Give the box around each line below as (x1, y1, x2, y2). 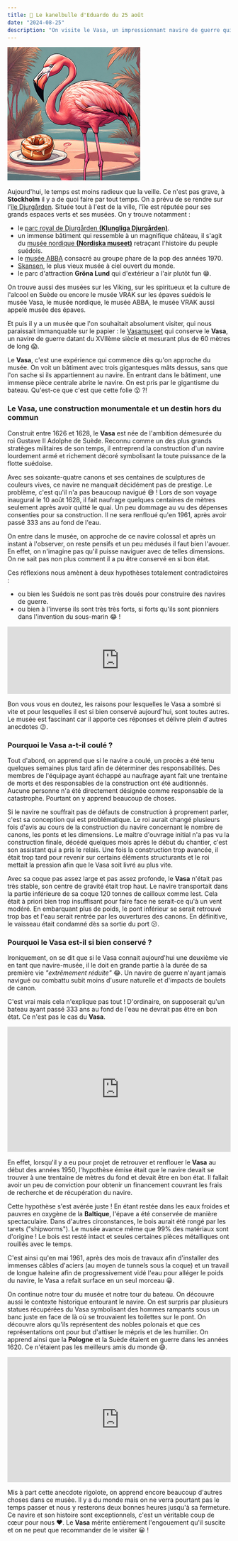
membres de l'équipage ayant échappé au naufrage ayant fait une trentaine (7, 771, 228, 779)
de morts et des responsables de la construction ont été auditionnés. (7, 779, 208, 787)
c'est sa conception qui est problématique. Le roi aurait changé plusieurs (7, 815, 220, 823)
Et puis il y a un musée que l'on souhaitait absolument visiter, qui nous (7, 320, 212, 328)
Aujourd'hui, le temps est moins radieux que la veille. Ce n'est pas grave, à (7, 188, 225, 196)
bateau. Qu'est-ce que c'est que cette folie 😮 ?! (7, 386, 147, 394)
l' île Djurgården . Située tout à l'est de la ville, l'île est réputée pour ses (7, 202, 211, 211)
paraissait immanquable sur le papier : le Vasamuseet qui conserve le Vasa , (7, 327, 228, 335)
